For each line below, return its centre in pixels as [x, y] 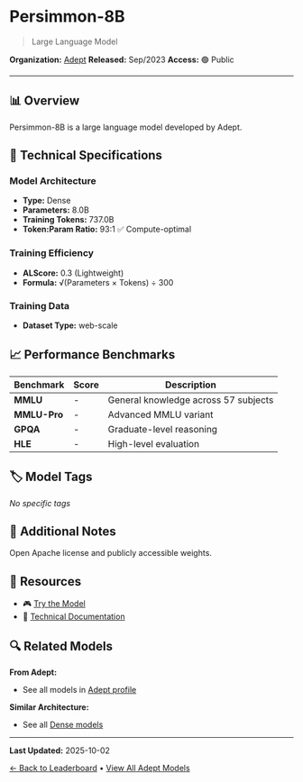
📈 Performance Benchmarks [92, 355]
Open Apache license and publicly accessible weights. [110, 553]
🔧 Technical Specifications [86, 155]
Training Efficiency [52, 253]
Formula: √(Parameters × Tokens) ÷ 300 [98, 282]
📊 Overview [45, 101]
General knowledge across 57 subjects [191, 400]
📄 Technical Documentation [73, 617]
